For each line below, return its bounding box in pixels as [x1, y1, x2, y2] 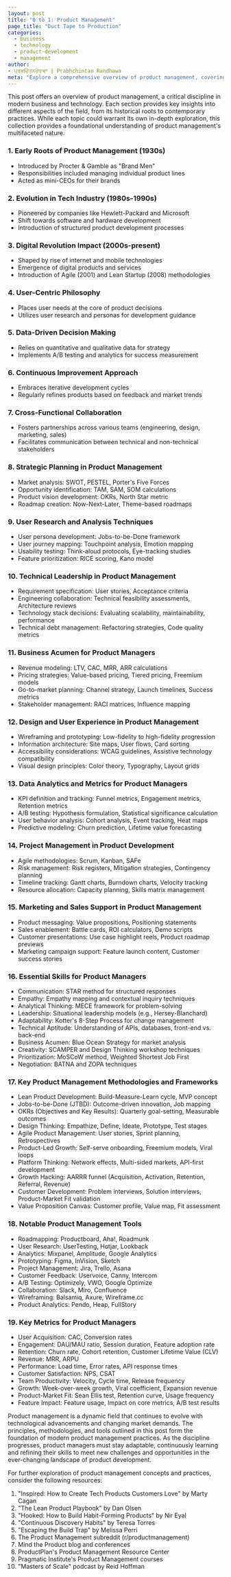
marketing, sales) [17, 431, 67, 439]
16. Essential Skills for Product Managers [8, 972, 147, 981]
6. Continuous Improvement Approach [8, 368, 138, 377]
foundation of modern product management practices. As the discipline [8, 1434, 210, 1442]
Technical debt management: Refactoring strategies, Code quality [17, 623, 204, 631]
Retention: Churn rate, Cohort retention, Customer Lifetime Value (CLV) [17, 1348, 219, 1356]
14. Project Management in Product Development [8, 841, 174, 850]
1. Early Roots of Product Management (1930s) [8, 146, 166, 156]
